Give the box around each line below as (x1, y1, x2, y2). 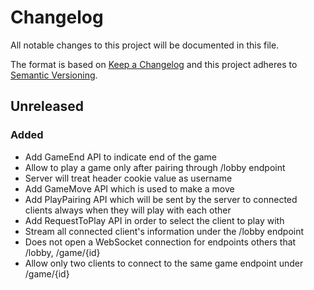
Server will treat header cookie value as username (24, 172, 233, 184)
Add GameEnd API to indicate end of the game (24, 151, 217, 163)
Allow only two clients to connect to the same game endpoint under (24, 257, 304, 269)
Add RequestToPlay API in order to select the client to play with (24, 214, 285, 226)
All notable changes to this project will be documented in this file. (10, 39, 280, 51)
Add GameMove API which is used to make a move (24, 182, 235, 195)
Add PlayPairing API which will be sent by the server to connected (24, 193, 298, 205)
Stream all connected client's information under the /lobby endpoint (24, 225, 305, 237)
